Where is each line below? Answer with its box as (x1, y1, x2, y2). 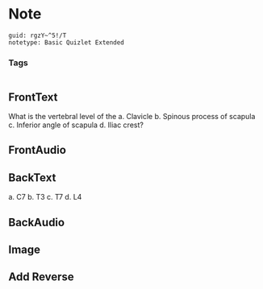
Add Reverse (8, 270, 74, 284)
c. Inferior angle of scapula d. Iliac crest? (8, 120, 144, 130)
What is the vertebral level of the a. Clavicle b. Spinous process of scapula (8, 112, 256, 122)
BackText (8, 171, 56, 184)
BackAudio (8, 215, 65, 229)
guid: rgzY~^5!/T (8, 31, 67, 39)
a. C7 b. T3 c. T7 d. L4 (8, 192, 82, 202)
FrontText (8, 90, 58, 104)
